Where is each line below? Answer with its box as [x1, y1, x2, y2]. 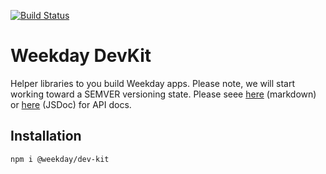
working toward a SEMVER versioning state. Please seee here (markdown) [10, 88, 317, 100]
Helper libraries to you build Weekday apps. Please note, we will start [10, 77, 296, 89]
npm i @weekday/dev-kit [10, 154, 110, 164]
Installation [10, 128, 82, 145]
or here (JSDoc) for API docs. [10, 98, 132, 110]
